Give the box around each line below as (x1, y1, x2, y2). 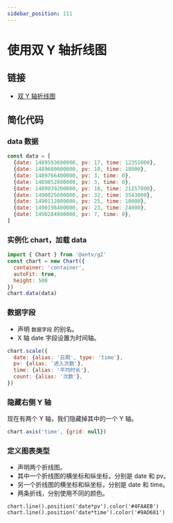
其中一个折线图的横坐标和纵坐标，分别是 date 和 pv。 (17, 472, 170, 480)
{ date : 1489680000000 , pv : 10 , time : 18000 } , (13, 166, 147, 173)
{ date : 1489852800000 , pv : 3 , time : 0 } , (13, 179, 131, 185)
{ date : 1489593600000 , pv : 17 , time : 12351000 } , (13, 159, 156, 167)
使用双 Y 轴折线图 (7, 42, 107, 58)
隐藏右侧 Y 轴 (7, 397, 52, 407)
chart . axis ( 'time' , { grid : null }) (7, 429, 107, 435)
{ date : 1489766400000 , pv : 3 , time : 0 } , (13, 172, 131, 179)
